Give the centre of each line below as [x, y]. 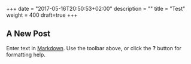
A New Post [28, 34]
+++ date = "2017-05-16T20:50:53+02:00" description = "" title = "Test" [96, 9]
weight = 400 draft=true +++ [42, 15]
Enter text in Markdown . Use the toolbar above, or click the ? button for [94, 48]
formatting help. [26, 54]
